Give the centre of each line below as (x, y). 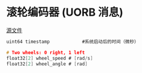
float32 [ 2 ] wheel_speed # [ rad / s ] (50, 58)
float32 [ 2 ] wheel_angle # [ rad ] (47, 64)
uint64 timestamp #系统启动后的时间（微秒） (73, 42)
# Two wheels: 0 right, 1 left (46, 52)
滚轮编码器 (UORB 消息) (65, 12)
